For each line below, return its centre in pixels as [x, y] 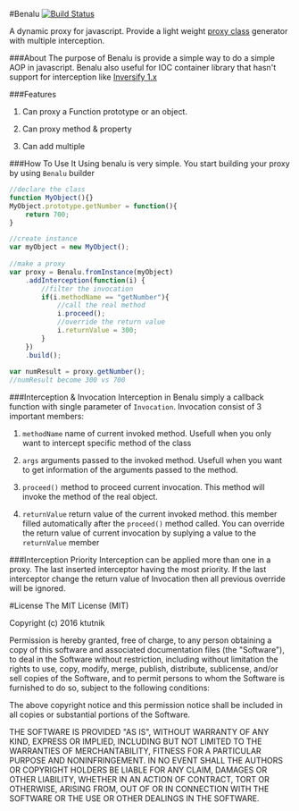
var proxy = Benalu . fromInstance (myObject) [91, 272]
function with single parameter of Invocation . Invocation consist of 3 [135, 407]
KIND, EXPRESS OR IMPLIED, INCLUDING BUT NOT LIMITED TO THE [136, 741]
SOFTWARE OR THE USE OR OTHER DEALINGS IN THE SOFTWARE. [134, 798]
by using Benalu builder [52, 173]
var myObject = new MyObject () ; [69, 247]
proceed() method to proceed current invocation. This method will [143, 487]
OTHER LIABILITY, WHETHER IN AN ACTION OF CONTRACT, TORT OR [139, 780]
